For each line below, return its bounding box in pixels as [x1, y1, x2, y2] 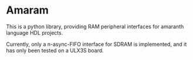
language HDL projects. [6, 29, 63, 36]
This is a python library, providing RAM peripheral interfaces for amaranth [6, 23, 184, 30]
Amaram [6, 4, 49, 17]
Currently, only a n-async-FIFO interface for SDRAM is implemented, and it [6, 41, 187, 48]
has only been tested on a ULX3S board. [6, 46, 104, 54]
